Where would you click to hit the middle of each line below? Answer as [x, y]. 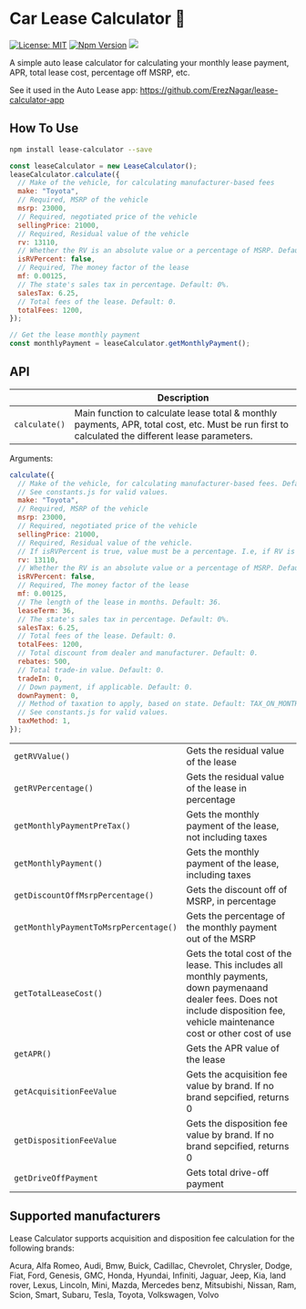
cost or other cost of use [239, 1033]
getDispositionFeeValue [66, 1140]
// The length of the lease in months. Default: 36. [120, 602]
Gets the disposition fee [237, 1123]
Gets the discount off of [237, 889]
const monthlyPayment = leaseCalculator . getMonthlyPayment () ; [130, 344]
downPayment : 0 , [48, 696]
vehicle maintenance [230, 1022]
